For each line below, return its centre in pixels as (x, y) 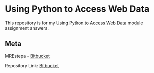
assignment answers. (27, 28)
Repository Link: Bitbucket (32, 65)
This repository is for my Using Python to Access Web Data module (74, 23)
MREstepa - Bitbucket (28, 56)
